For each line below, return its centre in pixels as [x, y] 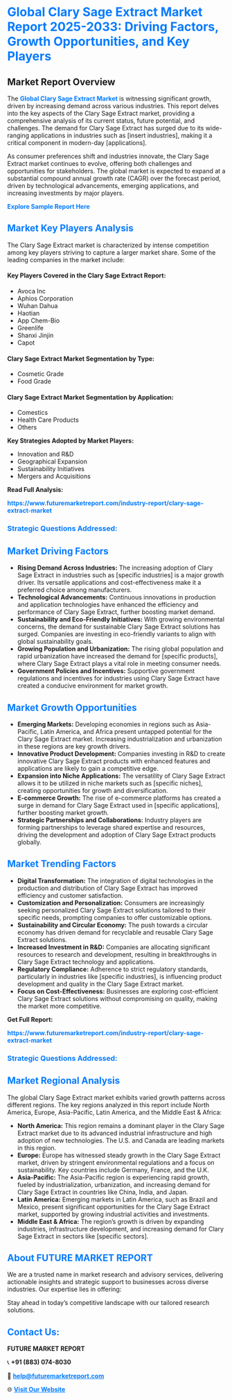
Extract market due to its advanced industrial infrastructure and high [115, 1133]
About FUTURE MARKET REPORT [80, 1257]
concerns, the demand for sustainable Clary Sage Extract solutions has [118, 627]
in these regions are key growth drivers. [74, 746]
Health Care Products [48, 420]
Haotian [28, 314]
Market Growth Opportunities [72, 707]
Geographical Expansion [52, 461]
